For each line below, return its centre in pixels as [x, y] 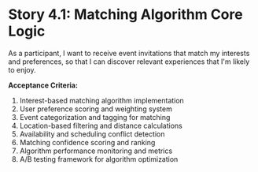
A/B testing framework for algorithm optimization [99, 159]
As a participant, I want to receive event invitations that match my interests [129, 53]
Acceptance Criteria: [43, 85]
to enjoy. [22, 69]
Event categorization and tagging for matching [95, 117]
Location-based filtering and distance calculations [101, 125]
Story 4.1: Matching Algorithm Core [125, 15]
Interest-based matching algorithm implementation [102, 100]
